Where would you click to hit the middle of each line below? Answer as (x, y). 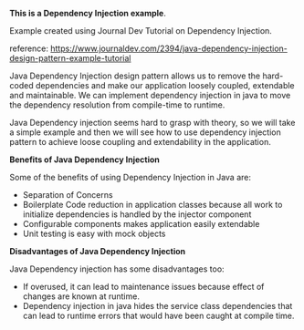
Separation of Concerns (68, 195)
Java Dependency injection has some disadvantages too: (117, 269)
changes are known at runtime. (81, 296)
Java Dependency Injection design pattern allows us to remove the (135, 76)
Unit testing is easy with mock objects (94, 233)
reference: (29, 48)
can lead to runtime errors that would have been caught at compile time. (158, 315)
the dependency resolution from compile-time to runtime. (117, 105)
